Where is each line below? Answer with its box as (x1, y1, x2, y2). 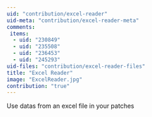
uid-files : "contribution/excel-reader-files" (6, 63, 146, 70)
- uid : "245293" (13, 56, 61, 63)
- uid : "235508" (13, 43, 61, 50)
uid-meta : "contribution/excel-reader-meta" (6, 17, 139, 24)
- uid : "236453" (13, 50, 61, 57)
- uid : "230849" (13, 37, 61, 44)
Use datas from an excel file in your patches (6, 101, 134, 110)
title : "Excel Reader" (6, 69, 73, 76)
